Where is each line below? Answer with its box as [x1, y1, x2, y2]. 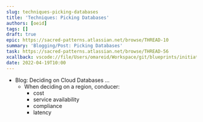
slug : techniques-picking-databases [6, 8, 98, 15]
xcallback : [6, 54, 34, 60]
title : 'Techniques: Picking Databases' [6, 15, 110, 21]
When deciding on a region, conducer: [24, 83, 120, 90]
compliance [33, 102, 62, 109]
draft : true [6, 32, 36, 38]
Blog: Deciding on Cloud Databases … [14, 76, 110, 84]
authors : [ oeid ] [6, 20, 47, 26]
